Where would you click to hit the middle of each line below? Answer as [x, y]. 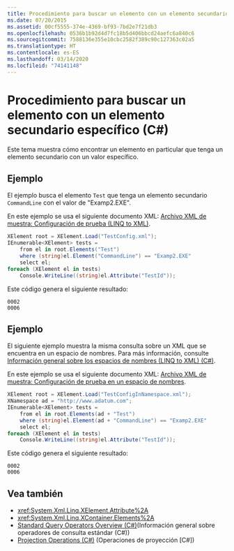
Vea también [35, 493]
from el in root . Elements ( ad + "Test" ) [78, 414]
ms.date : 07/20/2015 [37, 20]
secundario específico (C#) [88, 130]
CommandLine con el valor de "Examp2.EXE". [69, 203]
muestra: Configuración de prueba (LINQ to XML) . [79, 223]
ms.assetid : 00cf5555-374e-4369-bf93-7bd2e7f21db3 [82, 27]
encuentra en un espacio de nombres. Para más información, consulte [108, 353]
